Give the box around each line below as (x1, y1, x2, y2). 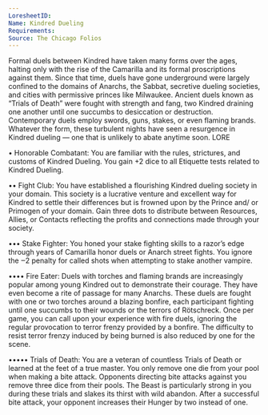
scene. (8, 340, 31, 349)
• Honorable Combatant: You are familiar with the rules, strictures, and (8, 148, 241, 158)
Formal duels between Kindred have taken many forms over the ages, (8, 56, 238, 66)
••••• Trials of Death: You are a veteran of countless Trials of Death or (8, 355, 242, 365)
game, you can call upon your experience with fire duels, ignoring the (8, 314, 238, 324)
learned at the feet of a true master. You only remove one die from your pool (8, 364, 260, 373)
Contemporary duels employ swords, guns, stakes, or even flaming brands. (8, 115, 256, 125)
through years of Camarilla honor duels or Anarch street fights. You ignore (8, 248, 253, 257)
